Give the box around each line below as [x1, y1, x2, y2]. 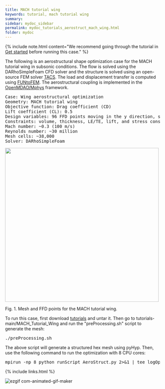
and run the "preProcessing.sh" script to [59, 321, 141, 326]
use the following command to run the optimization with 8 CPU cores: [5, 350, 146, 356]
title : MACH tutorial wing [5, 7, 60, 12]
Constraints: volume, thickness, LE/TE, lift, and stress [5, 119, 148, 124]
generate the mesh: [5, 326, 45, 331]
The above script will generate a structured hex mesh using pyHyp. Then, [5, 345, 154, 350]
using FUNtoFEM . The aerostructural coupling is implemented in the [5, 79, 142, 85]
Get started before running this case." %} [5, 49, 89, 55]
